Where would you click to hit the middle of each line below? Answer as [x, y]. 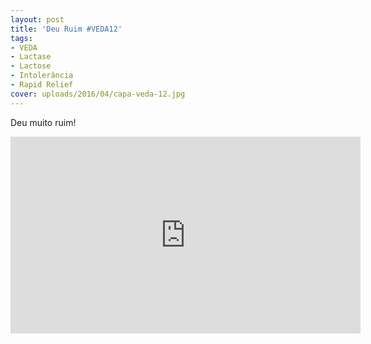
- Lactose [31, 66]
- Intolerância [42, 76]
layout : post [37, 19]
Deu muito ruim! [43, 122]
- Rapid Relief [42, 85]
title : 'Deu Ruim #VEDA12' [66, 29]
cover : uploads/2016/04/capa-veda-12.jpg [98, 94]
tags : [21, 38]
